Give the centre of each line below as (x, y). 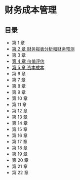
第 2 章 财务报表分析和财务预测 (43, 49)
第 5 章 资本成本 (28, 67)
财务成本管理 (31, 10)
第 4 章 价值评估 (28, 61)
